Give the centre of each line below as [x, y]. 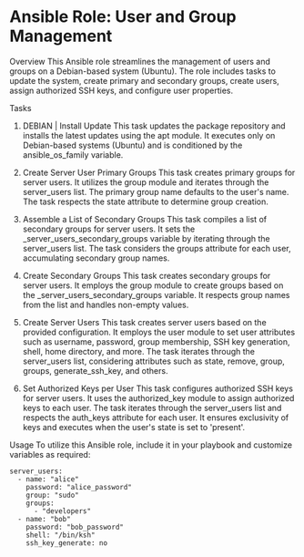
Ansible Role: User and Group [123, 17]
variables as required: [50, 454]
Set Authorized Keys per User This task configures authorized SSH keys [158, 388]
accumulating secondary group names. [96, 258]
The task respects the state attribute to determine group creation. [145, 201]
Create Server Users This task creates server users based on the [144, 322]
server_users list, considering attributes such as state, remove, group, [153, 361]
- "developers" [62, 511]
